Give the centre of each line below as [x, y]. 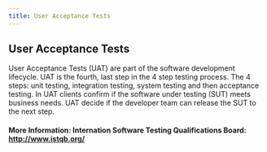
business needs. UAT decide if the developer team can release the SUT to [132, 103]
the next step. [32, 111]
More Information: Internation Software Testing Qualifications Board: [127, 130]
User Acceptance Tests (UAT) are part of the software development [122, 68]
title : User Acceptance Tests [60, 16]
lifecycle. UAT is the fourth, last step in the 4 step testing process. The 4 [129, 77]
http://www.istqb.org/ [47, 139]
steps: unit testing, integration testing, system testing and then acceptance [134, 85]
